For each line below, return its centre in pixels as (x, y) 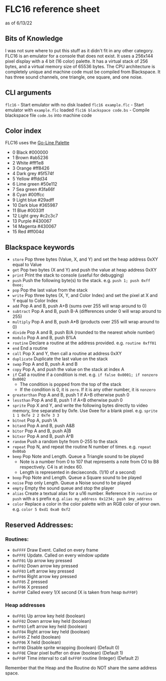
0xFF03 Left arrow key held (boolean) (50, 627)
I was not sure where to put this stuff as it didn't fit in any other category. (80, 50)
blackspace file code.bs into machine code (49, 115)
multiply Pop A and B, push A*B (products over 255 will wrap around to (86, 322)
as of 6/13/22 (19, 23)
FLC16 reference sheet (53, 9)
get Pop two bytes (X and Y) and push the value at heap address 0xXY (84, 270)
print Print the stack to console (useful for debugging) (68, 275)
